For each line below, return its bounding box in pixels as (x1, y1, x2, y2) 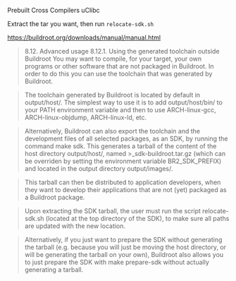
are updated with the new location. (24, 222, 125, 230)
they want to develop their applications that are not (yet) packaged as (24, 186, 227, 193)
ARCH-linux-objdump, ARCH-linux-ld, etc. (24, 113, 147, 121)
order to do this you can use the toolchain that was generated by (24, 70, 213, 78)
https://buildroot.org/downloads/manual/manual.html (7, 33, 161, 42)
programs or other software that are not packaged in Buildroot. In (24, 62, 214, 70)
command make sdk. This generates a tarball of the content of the (24, 142, 217, 150)
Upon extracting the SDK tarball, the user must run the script (24, 207, 201, 215)
